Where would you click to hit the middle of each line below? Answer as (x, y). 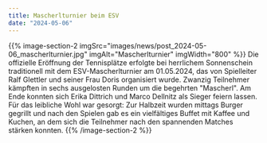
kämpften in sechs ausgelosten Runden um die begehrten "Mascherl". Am (130, 87)
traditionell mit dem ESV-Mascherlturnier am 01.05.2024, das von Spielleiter (133, 71)
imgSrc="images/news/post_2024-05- (143, 45)
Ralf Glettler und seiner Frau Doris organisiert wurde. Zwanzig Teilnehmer (129, 79)
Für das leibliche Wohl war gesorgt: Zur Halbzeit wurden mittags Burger (126, 105)
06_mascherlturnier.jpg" (48, 54)
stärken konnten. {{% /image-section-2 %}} (80, 130)
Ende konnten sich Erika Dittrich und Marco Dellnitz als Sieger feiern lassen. (133, 96)
